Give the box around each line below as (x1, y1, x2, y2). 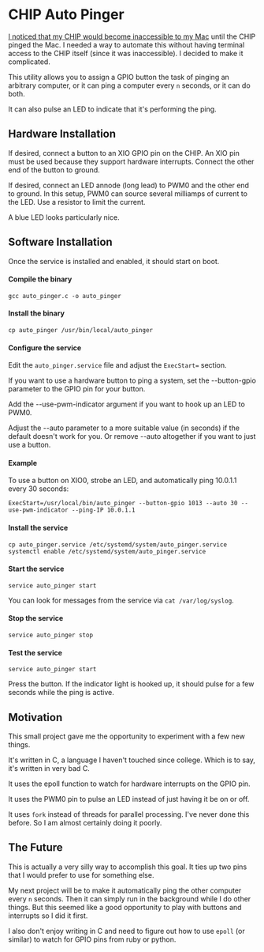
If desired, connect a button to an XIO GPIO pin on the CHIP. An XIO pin (8, 148, 240, 157)
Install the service (8, 523, 69, 532)
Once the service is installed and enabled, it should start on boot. (8, 256, 220, 266)
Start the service (8, 564, 65, 574)
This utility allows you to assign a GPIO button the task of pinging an (8, 72, 230, 81)
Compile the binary (8, 274, 73, 284)
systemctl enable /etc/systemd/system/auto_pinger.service (8, 547, 206, 555)
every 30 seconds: (8, 484, 69, 493)
